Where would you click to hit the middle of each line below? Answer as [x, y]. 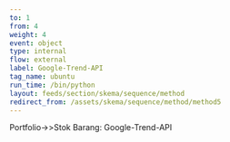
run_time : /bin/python [52, 85]
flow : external [38, 60]
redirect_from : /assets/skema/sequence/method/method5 [115, 102]
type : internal [38, 52]
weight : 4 [28, 34]
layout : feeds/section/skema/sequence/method [97, 93]
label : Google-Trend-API [56, 69]
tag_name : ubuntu [42, 77]
